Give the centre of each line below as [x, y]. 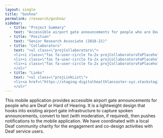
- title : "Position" [30, 37]
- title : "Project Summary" [38, 28]
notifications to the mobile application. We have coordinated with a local [77, 121]
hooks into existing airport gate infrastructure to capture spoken [69, 110]
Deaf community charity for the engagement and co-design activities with [79, 126]
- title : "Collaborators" [36, 46]
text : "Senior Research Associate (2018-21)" [61, 41]
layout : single [20, 9]
